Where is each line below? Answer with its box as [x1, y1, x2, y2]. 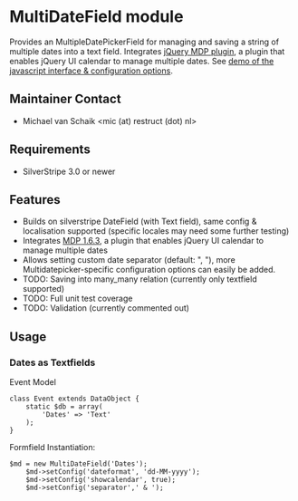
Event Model [9, 377, 57, 388]
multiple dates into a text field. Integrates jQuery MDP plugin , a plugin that [9, 45, 285, 56]
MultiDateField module [9, 6, 184, 27]
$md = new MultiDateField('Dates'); [9, 459, 148, 468]
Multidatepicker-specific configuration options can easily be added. [22, 265, 276, 275]
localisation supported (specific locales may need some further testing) [22, 226, 290, 236]
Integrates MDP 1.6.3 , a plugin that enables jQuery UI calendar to [22, 236, 264, 246]
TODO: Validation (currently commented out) [22, 303, 190, 313]
